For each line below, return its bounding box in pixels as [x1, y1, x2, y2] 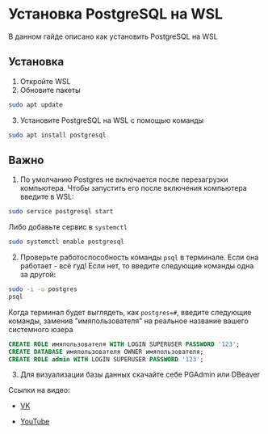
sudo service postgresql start [8, 208, 114, 216]
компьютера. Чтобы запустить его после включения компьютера [19, 183, 248, 193]
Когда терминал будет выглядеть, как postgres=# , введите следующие [8, 307, 252, 317]
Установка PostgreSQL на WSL [8, 5, 224, 23]
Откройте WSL [19, 76, 71, 86]
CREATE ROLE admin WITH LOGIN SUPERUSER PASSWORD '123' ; [8, 355, 204, 364]
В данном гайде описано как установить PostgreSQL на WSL [8, 32, 218, 41]
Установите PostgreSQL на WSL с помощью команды [19, 115, 204, 125]
